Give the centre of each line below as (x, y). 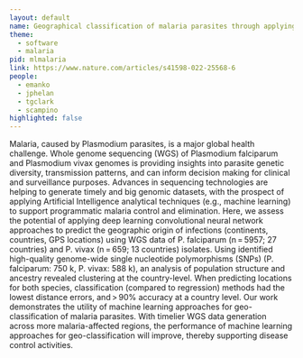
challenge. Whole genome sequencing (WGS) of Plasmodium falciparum (144, 153)
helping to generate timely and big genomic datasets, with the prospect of (147, 192)
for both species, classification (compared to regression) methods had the (147, 288)
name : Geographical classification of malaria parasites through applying (153, 26)
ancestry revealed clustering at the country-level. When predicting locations (151, 278)
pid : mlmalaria (38, 60)
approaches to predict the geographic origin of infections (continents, (139, 230)
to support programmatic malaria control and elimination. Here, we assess (147, 211)
